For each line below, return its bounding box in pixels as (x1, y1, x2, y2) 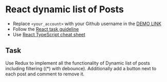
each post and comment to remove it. (5, 71, 85, 77)
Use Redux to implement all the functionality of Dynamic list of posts (5, 60, 150, 66)
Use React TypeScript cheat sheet (12, 31, 86, 37)
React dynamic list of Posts (5, 4, 124, 15)
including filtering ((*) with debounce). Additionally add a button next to (5, 65, 157, 71)
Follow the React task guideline (12, 26, 79, 32)
